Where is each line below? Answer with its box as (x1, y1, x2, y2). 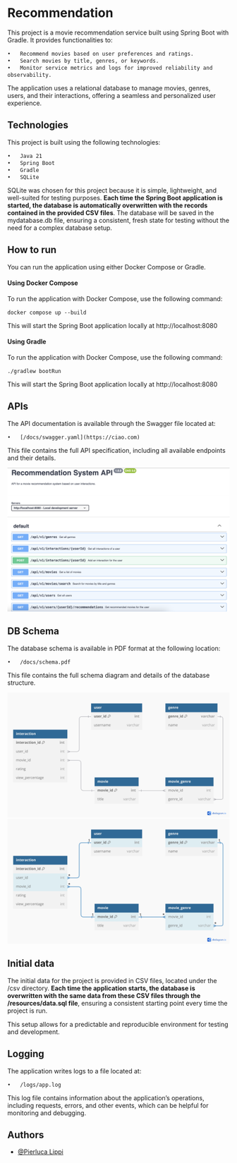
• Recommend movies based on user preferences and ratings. (7, 50, 194, 57)
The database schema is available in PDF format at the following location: (7, 644, 221, 652)
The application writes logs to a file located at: (7, 1066, 142, 1075)
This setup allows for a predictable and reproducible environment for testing (7, 1020, 229, 1028)
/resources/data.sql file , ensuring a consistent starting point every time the (7, 999, 228, 1007)
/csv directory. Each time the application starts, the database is (7, 984, 195, 992)
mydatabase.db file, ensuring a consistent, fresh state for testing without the (7, 216, 230, 224)
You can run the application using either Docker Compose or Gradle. (7, 262, 206, 271)
